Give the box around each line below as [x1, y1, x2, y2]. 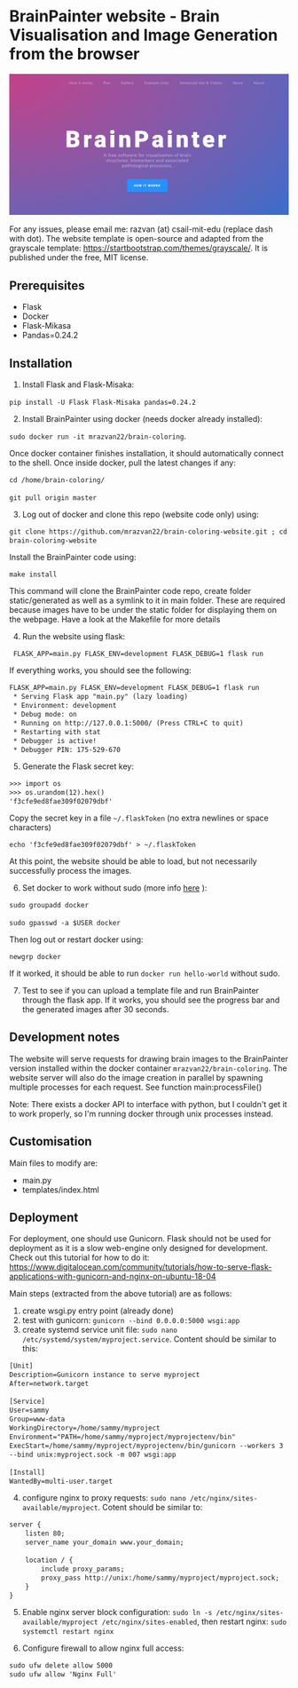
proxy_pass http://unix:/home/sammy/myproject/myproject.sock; [41, 1573, 279, 1582]
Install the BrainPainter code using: [9, 552, 137, 563]
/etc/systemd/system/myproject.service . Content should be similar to [21, 1334, 277, 1344]
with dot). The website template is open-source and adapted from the [9, 234, 264, 244]
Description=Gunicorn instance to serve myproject [9, 1370, 200, 1380]
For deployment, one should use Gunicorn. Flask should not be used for [9, 1233, 271, 1244]
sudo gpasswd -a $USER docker [9, 919, 122, 928]
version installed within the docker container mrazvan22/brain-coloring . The [9, 1063, 287, 1074]
